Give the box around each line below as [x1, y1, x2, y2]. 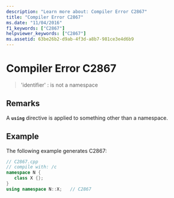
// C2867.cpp [6, 158, 39, 165]
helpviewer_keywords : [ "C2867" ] [6, 31, 86, 37]
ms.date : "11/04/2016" [6, 20, 62, 25]
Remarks [6, 98, 40, 108]
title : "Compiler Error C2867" [6, 14, 84, 20]
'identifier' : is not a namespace [20, 81, 98, 88]
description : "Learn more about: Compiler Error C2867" [6, 8, 147, 15]
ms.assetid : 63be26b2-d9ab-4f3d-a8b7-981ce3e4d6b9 [6, 36, 134, 42]
